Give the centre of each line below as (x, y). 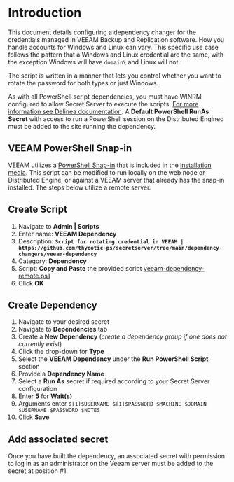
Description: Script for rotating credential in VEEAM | (101, 241)
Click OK (31, 283)
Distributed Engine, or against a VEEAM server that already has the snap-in (116, 180)
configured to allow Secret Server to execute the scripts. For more (103, 104)
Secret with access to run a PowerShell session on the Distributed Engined (116, 119)
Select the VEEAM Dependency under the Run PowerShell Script (113, 359)
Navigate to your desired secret (64, 322)
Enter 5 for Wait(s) (45, 396)
